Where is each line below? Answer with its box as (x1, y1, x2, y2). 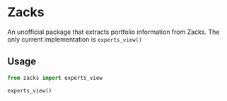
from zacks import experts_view (7, 74, 103, 81)
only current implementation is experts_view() (7, 35, 143, 43)
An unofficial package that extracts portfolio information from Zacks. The (7, 28, 220, 36)
